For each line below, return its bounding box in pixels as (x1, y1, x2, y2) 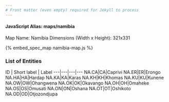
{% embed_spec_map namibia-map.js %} (5, 45, 93, 51)
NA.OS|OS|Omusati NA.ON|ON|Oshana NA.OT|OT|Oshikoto (5, 86, 131, 92)
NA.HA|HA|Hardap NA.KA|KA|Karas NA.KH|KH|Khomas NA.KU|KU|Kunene (5, 75, 164, 81)
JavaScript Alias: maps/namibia (5, 24, 75, 30)
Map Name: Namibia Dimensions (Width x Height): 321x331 (5, 34, 130, 41)
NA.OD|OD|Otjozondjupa (5, 91, 58, 97)
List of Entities (5, 57, 42, 65)
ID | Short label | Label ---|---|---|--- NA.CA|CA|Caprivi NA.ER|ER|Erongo (5, 69, 161, 75)
